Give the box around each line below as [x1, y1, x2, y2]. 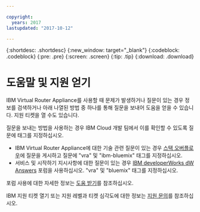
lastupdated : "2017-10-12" [6, 25, 73, 31]
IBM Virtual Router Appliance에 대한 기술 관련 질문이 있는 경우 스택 [14, 145, 173, 152]
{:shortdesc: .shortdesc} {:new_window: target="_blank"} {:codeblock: [6, 47, 180, 54]
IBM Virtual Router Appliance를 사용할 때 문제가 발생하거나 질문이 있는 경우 [6, 97, 184, 104]
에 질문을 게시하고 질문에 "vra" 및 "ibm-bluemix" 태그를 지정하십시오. [20, 152, 183, 159]
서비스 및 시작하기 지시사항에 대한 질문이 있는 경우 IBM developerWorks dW [14, 159, 194, 167]
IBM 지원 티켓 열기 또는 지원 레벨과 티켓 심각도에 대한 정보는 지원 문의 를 [6, 192, 173, 199]
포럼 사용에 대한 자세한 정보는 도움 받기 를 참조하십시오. [6, 180, 134, 187]
